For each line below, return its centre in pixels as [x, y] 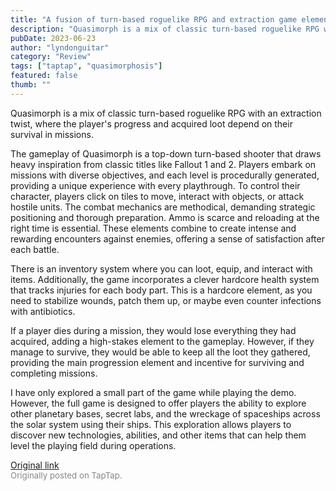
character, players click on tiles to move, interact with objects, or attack [157, 196]
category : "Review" [51, 57]
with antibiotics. [43, 311]
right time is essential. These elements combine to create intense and [153, 228]
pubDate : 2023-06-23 [53, 38]
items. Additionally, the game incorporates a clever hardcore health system [165, 279]
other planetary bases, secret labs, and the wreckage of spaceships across [165, 413]
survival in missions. [52, 134]
